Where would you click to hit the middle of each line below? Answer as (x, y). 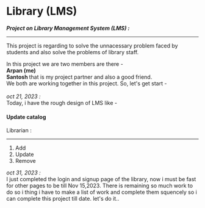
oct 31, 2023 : (23, 173)
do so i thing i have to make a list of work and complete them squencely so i (102, 192)
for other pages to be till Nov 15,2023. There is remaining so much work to (100, 186)
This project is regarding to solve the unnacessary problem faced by (92, 45)
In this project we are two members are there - (65, 64)
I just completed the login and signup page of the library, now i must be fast (101, 179)
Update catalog (26, 117)
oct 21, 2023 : (23, 96)
